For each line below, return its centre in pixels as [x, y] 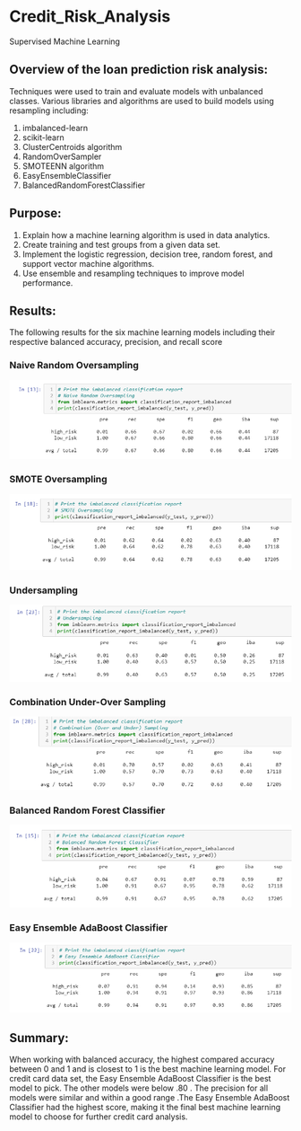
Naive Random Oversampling [74, 366]
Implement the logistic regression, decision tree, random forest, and [147, 254]
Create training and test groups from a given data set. [121, 244]
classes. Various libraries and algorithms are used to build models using [142, 101]
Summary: [39, 1038]
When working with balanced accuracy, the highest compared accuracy [142, 1060]
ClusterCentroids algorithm [72, 146]
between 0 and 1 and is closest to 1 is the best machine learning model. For [148, 1069]
